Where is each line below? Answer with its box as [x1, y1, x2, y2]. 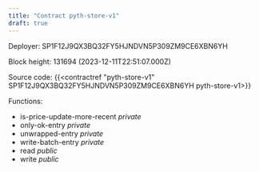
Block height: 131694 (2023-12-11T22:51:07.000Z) [8, 57, 172, 66]
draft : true [8, 19, 48, 27]
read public [19, 146, 58, 155]
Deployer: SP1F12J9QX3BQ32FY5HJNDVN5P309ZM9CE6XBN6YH [8, 41, 228, 50]
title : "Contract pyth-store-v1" [8, 11, 120, 20]
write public [19, 154, 59, 164]
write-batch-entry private [19, 137, 105, 146]
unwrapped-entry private [19, 129, 104, 138]
